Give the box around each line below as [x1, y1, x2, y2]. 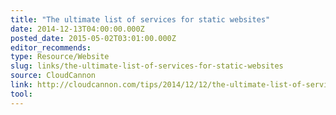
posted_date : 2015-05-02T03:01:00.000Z [10, 33, 177, 43]
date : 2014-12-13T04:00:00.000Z [10, 24, 145, 34]
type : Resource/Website [10, 52, 110, 62]
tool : [10, 89, 33, 99]
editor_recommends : [10, 42, 92, 53]
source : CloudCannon [10, 71, 97, 81]
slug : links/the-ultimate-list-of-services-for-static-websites [10, 61, 284, 71]
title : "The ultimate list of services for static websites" [10, 14, 271, 25]
